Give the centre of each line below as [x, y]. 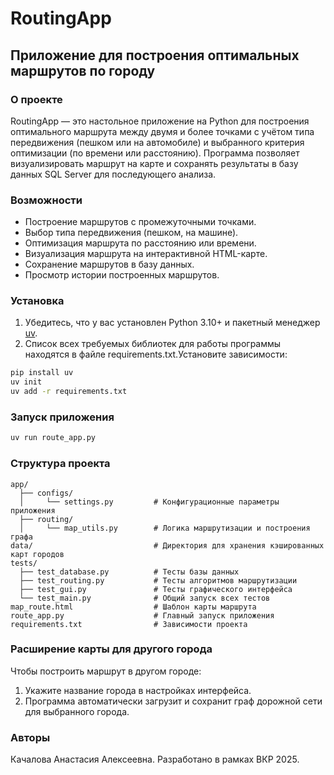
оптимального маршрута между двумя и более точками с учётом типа [162, 131]
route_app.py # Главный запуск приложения [142, 615]
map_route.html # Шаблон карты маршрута [133, 607]
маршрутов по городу [83, 70]
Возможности [46, 200]
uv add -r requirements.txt [69, 392]
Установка [37, 301]
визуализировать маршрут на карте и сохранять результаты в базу [154, 163]
